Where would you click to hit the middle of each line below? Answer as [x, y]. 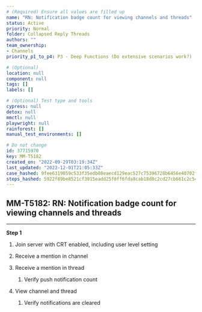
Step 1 [14, 233]
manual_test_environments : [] [44, 134]
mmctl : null [21, 117]
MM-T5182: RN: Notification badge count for [91, 203]
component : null [26, 79]
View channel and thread [46, 291]
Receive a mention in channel [51, 256]
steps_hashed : [24, 179]
